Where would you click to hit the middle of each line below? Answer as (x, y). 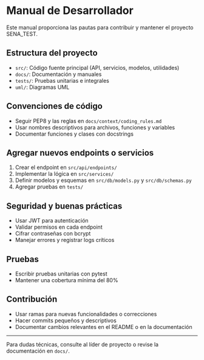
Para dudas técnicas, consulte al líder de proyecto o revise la (83, 344)
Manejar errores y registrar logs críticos (65, 240)
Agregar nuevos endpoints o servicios (80, 153)
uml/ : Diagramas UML (42, 87)
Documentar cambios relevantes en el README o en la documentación (104, 327)
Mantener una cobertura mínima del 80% (66, 280)
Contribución (32, 299)
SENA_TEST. (22, 33)
